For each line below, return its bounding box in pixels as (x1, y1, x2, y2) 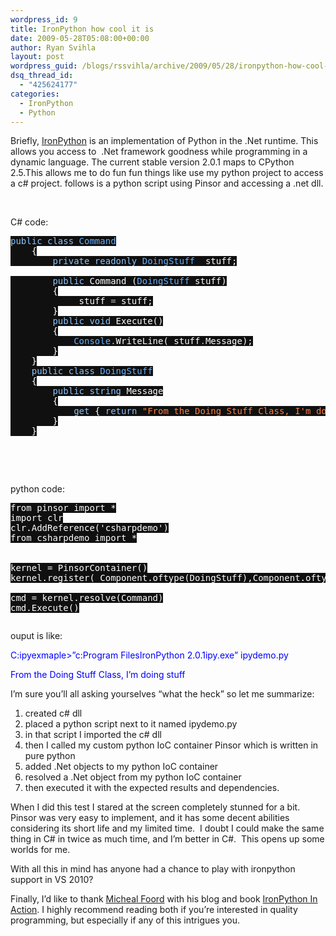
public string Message (52, 386, 164, 397)
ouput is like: (10, 630, 63, 642)
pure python (24, 750, 76, 762)
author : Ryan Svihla (10, 42, 97, 53)
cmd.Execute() (10, 602, 80, 614)
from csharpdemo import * (10, 532, 138, 544)
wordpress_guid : (10, 61, 78, 71)
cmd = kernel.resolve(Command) (10, 592, 164, 604)
